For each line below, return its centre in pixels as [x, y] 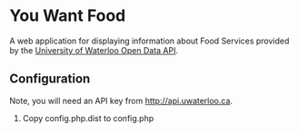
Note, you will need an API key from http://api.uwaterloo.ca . [121, 100]
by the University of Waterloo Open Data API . [94, 50]
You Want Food [68, 16]
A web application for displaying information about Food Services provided [149, 41]
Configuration [50, 79]
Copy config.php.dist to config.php [88, 118]
